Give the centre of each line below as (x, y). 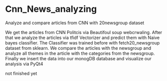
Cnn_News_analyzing (51, 9)
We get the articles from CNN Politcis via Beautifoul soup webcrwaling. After (84, 32)
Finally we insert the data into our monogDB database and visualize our (79, 58)
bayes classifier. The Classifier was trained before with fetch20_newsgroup (83, 42)
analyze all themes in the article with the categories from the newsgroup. (80, 53)
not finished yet (21, 73)
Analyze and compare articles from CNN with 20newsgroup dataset (75, 23)
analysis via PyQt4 (24, 64)
